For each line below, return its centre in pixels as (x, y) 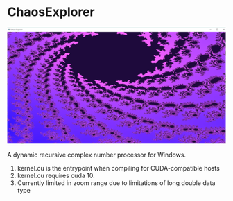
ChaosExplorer (51, 12)
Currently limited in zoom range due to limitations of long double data (116, 183)
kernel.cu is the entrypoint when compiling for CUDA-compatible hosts (118, 168)
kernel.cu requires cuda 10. (56, 175)
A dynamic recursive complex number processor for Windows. (96, 155)
